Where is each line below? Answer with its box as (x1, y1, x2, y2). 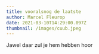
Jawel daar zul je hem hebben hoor (6, 42, 93, 49)
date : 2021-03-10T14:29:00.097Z (6, 20, 86, 26)
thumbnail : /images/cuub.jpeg (6, 25, 82, 31)
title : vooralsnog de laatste (6, 8, 82, 15)
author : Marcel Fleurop (6, 14, 66, 20)
